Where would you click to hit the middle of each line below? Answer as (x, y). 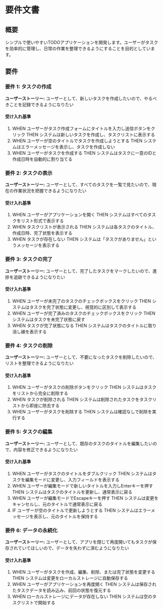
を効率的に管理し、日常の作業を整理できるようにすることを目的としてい (78, 49)
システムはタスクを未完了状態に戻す (49, 319)
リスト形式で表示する (42, 221)
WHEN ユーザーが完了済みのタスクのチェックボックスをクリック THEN (84, 313)
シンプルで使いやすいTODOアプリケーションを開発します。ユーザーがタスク (81, 42)
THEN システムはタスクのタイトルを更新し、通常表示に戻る (72, 492)
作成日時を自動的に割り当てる (42, 159)
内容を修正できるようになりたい (46, 450)
